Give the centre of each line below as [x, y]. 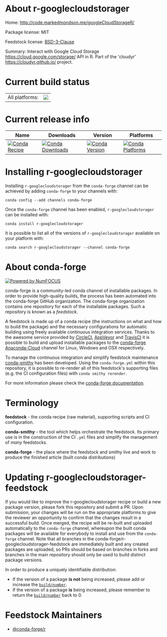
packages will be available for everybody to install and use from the [74, 533]
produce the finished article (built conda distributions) [60, 457]
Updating [25, 477]
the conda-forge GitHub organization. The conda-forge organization [75, 301]
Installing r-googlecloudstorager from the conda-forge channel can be [77, 186]
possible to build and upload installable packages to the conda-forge [76, 342]
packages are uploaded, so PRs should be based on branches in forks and [81, 549]
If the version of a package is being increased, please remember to [81, 590]
